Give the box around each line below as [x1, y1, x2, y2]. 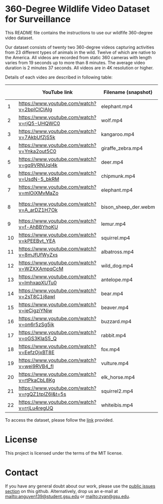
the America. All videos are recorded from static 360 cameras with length [5, 54, 152, 60]
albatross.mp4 [101, 248, 134, 255]
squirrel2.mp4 [101, 388, 133, 394]
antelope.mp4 [101, 276, 133, 283]
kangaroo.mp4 [101, 131, 135, 138]
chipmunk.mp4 [101, 173, 136, 179]
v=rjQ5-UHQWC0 [18, 120, 61, 126]
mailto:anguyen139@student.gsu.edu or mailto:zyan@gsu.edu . [5, 493, 130, 499]
